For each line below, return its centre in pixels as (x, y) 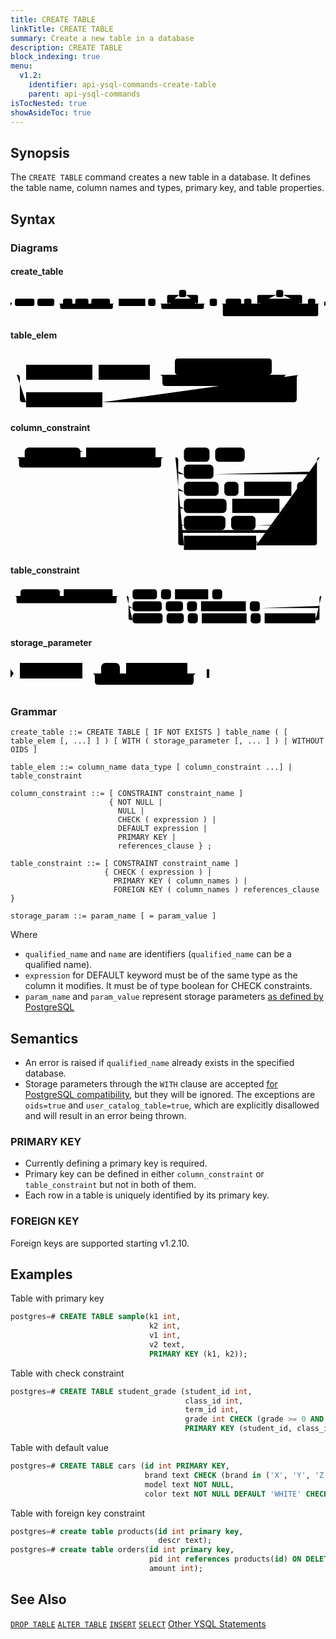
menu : (21, 66)
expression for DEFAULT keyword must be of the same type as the (161, 975)
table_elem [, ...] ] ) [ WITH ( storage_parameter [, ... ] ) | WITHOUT (167, 741)
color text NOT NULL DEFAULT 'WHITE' (223, 1494)
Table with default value (60, 1448)
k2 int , (165, 1326)
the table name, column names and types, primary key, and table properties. (167, 188)
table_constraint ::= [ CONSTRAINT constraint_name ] (125, 864)
